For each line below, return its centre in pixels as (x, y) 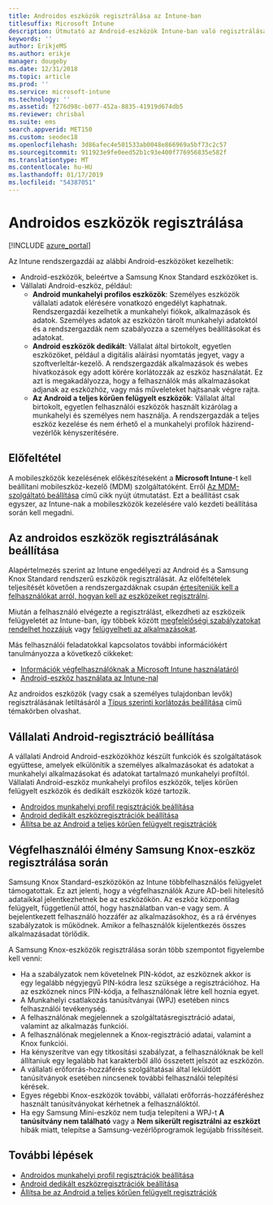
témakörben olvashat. (45, 711)
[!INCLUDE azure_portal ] (50, 245)
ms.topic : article (39, 77)
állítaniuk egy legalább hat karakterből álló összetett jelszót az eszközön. (142, 1061)
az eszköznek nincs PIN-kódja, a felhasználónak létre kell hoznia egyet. (140, 992)
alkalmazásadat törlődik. (49, 934)
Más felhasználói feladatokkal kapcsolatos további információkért (118, 645)
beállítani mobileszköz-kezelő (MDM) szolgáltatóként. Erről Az (113, 486)
